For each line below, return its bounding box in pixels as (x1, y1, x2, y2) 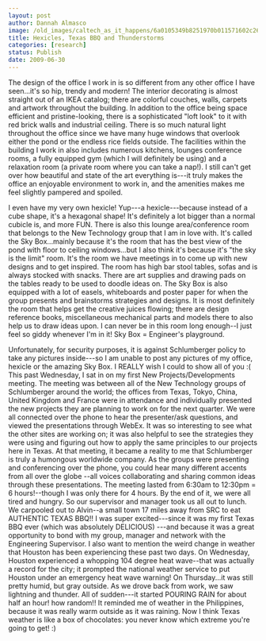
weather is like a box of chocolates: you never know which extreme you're (8, 615, 251, 624)
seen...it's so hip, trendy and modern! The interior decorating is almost (8, 86, 238, 95)
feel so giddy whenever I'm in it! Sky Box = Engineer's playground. (8, 329, 225, 338)
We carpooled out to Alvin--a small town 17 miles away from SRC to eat (8, 505, 241, 515)
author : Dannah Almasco (8, 19, 87, 27)
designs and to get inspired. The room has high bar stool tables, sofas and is (8, 261, 258, 271)
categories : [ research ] (8, 41, 87, 49)
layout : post (8, 11, 51, 20)
